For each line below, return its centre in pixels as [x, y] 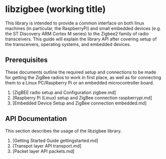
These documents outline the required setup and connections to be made [81, 72]
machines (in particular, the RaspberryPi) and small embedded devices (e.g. [83, 28]
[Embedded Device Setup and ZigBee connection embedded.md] [80, 103]
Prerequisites [26, 60]
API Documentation [36, 119]
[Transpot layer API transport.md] [47, 145]
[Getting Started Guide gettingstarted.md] [55, 140]
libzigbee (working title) [56, 9]
